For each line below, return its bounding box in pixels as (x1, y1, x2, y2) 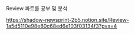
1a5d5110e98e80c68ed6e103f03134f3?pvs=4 (6, 22, 117, 29)
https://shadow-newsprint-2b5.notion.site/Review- (6, 17, 130, 23)
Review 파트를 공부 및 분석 (6, 5, 68, 11)
